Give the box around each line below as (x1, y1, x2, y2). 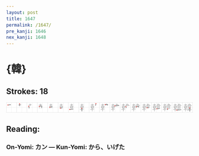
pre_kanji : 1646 (6, 28, 46, 34)
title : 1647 (6, 15, 36, 22)
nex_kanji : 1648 (6, 34, 46, 41)
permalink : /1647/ (6, 22, 52, 28)
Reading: (6, 124, 40, 134)
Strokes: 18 (6, 86, 49, 96)
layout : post (6, 9, 38, 15)
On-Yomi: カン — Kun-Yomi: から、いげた (6, 143, 126, 151)
